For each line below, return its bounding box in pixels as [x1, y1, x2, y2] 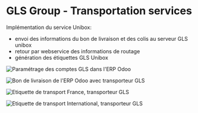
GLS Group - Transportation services [6, 4, 192, 18]
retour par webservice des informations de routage [14, 47, 140, 54]
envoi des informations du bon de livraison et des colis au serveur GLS [14, 35, 188, 42]
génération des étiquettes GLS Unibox [14, 54, 109, 61]
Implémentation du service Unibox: [6, 24, 92, 31]
